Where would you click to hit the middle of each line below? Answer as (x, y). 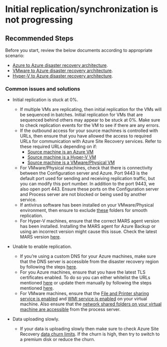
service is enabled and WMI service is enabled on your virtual (83, 299)
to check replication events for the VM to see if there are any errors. (90, 125)
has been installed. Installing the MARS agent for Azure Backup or (88, 226)
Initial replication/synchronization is (82, 9)
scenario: (15, 55)
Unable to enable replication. (42, 246)
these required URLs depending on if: (58, 146)
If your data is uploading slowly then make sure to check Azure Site (89, 329)
